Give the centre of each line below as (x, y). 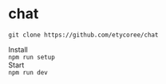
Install (18, 49)
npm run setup (32, 57)
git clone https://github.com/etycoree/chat (83, 35)
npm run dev (28, 72)
